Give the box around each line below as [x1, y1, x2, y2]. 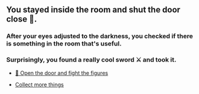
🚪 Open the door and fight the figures [14, 69, 109, 77]
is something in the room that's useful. [6, 40, 122, 48]
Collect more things [14, 81, 65, 88]
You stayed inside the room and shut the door [6, 5, 181, 15]
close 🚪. [6, 14, 37, 25]
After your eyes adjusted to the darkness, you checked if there [6, 32, 194, 41]
